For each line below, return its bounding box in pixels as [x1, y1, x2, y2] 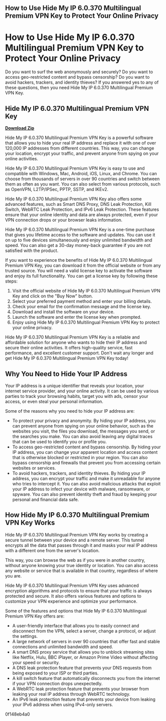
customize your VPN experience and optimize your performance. [5, 598, 137, 604]
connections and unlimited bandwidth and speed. [12, 643, 113, 650]
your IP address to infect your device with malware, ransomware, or [12, 486, 151, 492]
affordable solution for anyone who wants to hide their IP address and [5, 339, 147, 345]
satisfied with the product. [5, 247, 58, 254]
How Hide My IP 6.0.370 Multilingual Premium [5, 511, 150, 519]
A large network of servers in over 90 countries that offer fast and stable [12, 638, 160, 644]
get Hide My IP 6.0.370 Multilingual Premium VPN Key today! [5, 355, 128, 361]
